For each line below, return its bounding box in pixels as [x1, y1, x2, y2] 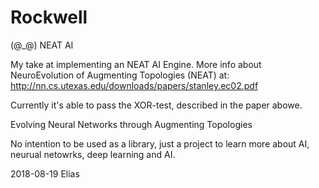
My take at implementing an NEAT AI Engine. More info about [10, 58, 262, 70]
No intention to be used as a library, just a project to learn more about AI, [10, 137, 310, 150]
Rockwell [10, 6, 88, 29]
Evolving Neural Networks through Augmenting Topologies [10, 118, 253, 130]
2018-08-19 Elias [10, 167, 80, 180]
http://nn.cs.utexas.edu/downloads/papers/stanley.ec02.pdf [10, 79, 259, 91]
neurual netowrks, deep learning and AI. [10, 148, 176, 160]
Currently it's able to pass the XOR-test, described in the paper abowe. [10, 99, 303, 111]
